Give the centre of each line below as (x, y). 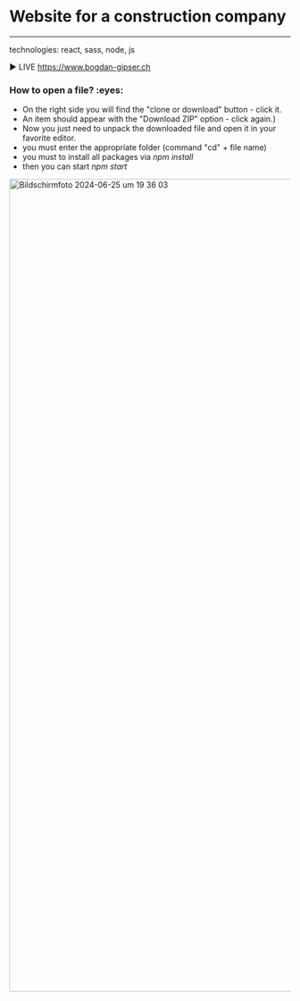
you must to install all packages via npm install (108, 157)
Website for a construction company (148, 17)
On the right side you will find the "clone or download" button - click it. (152, 110)
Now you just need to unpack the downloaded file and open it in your (149, 129)
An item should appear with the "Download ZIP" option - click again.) (149, 119)
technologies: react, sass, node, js (72, 49)
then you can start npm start (75, 166)
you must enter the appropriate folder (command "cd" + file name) (144, 147)
